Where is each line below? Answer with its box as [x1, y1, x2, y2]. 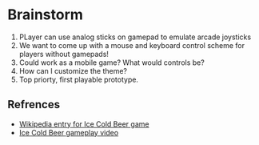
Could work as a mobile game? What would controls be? [18, 58, 205, 67]
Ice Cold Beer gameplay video [18, 127, 119, 137]
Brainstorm [7, 6, 83, 24]
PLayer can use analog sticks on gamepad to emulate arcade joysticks [18, 32, 252, 42]
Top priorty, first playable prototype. [18, 75, 139, 84]
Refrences [7, 98, 61, 111]
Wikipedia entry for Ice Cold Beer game [18, 119, 149, 129]
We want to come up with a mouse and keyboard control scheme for [18, 40, 245, 50]
